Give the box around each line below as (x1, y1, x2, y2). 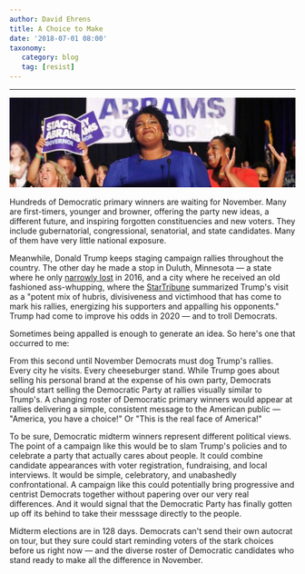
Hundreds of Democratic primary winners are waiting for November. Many (9, 196, 288, 207)
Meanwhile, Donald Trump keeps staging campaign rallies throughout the (9, 252, 284, 263)
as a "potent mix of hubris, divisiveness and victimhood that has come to (9, 291, 281, 302)
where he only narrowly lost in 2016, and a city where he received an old (9, 272, 280, 282)
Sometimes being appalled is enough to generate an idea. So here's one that (9, 328, 296, 339)
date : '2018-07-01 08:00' (9, 34, 107, 43)
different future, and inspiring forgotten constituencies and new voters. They (9, 215, 296, 226)
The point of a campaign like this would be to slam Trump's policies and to (9, 440, 288, 451)
